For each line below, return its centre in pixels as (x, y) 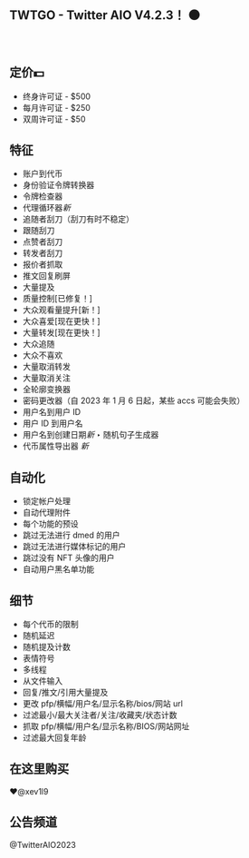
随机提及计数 (46, 647)
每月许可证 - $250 (56, 107)
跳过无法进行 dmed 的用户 (71, 535)
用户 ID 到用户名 (53, 423)
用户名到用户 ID (52, 412)
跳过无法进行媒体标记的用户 (74, 547)
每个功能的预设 (50, 524)
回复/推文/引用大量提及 (65, 693)
